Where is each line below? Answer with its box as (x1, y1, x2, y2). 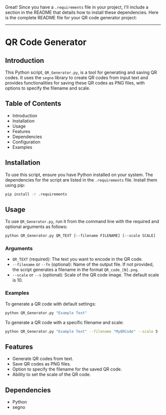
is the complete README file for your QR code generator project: (5, 15, 137, 20)
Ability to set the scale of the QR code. (12, 371, 91, 377)
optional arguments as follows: (5, 224, 68, 230)
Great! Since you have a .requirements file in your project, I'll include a (5, 4, 149, 10)
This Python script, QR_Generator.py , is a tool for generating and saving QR (5, 69, 157, 75)
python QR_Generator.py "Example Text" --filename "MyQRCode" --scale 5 (5, 329, 158, 334)
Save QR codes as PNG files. (12, 361, 71, 367)
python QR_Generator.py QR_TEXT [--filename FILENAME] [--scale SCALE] (5, 233, 156, 238)
